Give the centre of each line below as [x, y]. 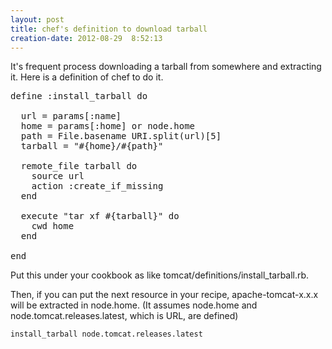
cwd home [53, 226]
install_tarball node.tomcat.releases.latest [106, 334]
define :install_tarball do [79, 96]
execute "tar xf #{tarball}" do [100, 216]
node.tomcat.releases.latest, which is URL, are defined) [124, 316]
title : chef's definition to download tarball [109, 29]
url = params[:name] [71, 116]
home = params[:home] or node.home [108, 126]
